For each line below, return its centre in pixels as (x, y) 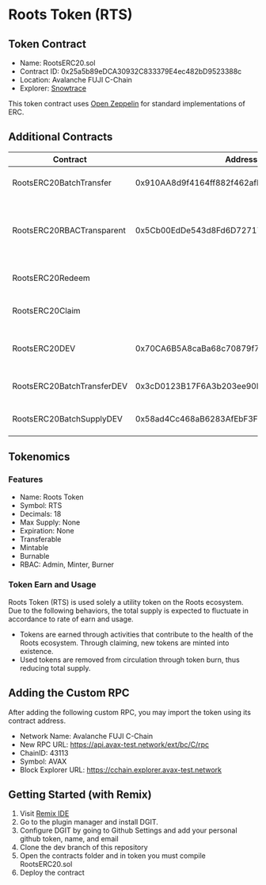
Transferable (40, 539)
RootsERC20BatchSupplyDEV (67, 418)
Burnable (34, 556)
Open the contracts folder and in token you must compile (112, 856)
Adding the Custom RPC (69, 693)
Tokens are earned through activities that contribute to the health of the (136, 634)
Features (26, 479)
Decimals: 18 (40, 514)
